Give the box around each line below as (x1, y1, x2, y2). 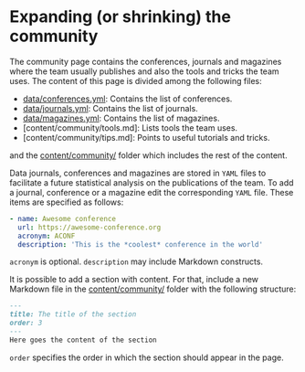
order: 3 (9, 318, 43, 328)
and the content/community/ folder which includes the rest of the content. (9, 149, 288, 161)
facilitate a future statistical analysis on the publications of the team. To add (9, 176, 294, 188)
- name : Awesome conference (9, 214, 117, 223)
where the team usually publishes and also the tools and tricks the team (9, 66, 280, 77)
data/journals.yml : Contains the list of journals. (22, 102, 198, 113)
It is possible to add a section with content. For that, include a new (9, 274, 258, 285)
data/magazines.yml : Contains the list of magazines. (22, 112, 220, 123)
